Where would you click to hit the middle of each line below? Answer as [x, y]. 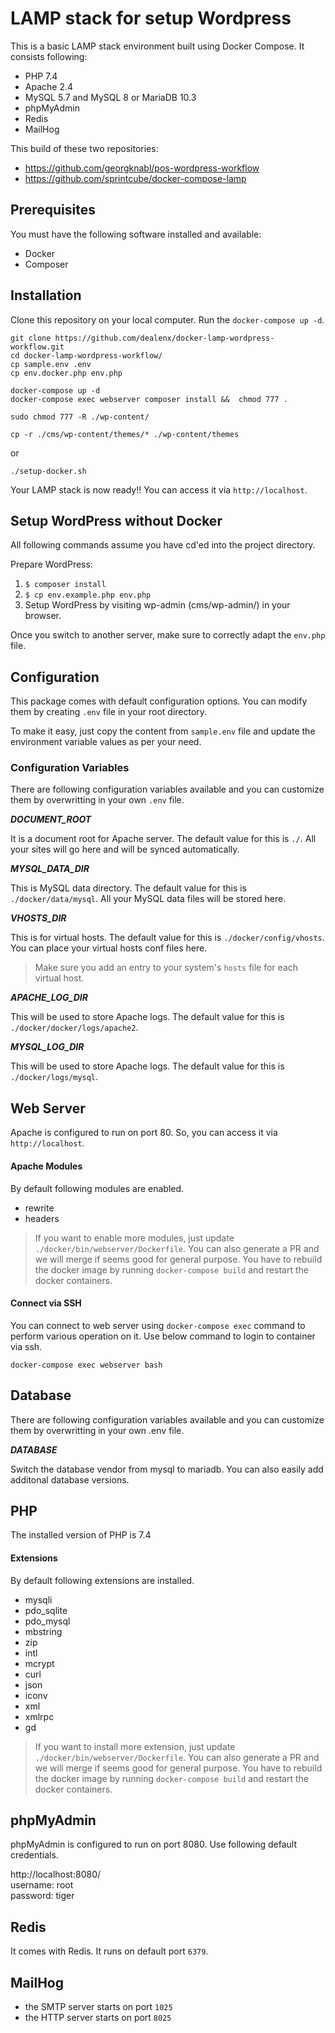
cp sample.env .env [51, 364]
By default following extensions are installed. [102, 1580]
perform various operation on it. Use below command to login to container [163, 1336]
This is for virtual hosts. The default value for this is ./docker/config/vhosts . [167, 938]
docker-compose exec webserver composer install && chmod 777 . [149, 399]
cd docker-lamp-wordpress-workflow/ [86, 355]
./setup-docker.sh [48, 471]
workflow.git [37, 347]
